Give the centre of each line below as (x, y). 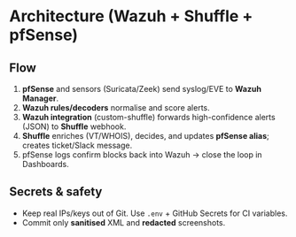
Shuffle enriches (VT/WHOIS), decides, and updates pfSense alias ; (146, 136)
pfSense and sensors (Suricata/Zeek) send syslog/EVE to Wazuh (141, 89)
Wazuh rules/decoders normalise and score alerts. (116, 107)
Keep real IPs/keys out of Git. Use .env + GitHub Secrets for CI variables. (155, 213)
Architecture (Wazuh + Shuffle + (131, 16)
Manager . (40, 98)
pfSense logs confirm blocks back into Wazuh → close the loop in (142, 155)
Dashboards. (45, 164)
